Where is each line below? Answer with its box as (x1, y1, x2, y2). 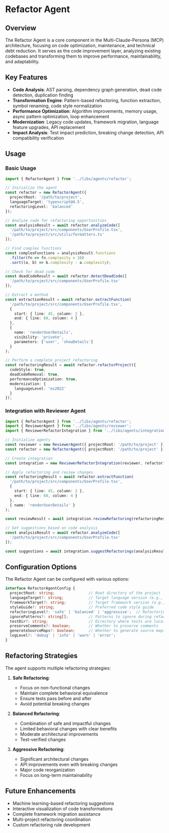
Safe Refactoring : (12, 675, 50, 681)
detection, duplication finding (12, 92, 74, 98)
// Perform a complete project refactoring (5, 358, 98, 363)
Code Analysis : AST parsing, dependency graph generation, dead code (12, 86, 162, 92)
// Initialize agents (5, 437, 51, 443)
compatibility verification (12, 135, 64, 141)
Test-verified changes (20, 736, 66, 743)
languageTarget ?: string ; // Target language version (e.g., (10, 595, 163, 600)
